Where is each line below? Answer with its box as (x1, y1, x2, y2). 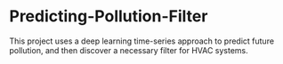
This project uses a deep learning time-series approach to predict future (9, 36, 274, 46)
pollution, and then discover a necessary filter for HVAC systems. (9, 44, 249, 55)
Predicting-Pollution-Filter (9, 6, 208, 27)
